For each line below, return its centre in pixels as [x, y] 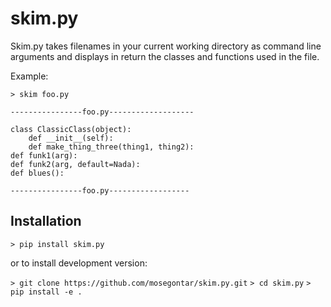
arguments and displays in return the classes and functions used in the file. [165, 56]
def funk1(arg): [44, 155]
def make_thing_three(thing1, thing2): [111, 147]
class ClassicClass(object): [71, 129]
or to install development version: [79, 263]
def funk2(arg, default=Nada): [75, 164]
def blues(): [37, 173]
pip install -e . [46, 292]
